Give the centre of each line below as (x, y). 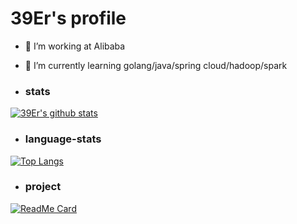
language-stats (63, 139)
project (43, 187)
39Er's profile (68, 18)
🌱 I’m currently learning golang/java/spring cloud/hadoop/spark (156, 65)
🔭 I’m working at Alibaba (75, 46)
